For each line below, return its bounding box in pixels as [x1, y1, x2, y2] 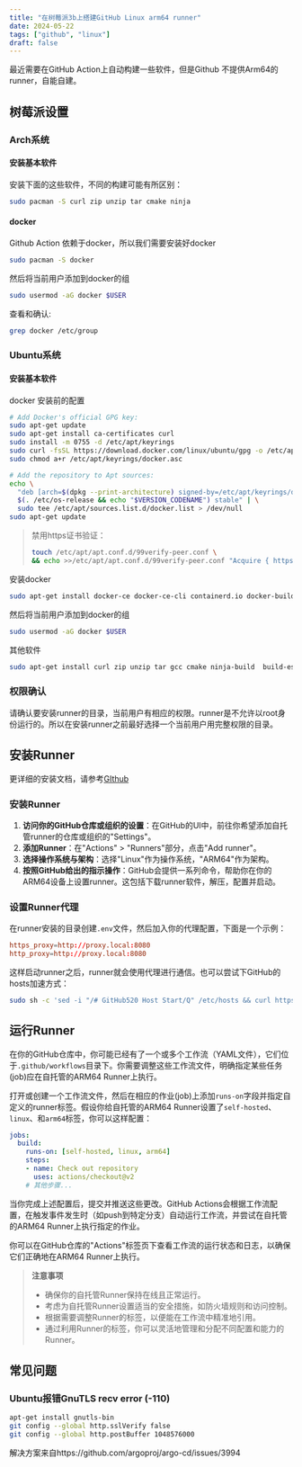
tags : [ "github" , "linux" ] [9, 30, 111, 39]
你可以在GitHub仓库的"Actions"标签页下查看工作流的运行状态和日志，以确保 [9, 1239, 291, 1250]
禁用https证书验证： [31, 530, 106, 541]
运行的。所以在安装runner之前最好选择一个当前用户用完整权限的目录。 [16, 719, 279, 729]
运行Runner [9, 1023, 75, 1039]
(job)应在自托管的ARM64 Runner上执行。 [9, 1071, 162, 1082]
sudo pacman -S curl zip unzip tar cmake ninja [9, 197, 191, 206]
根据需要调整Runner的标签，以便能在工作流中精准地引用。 [44, 1311, 261, 1322]
